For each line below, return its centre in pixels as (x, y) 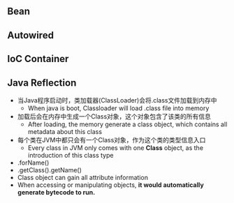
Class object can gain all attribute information (83, 177)
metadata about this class (65, 131)
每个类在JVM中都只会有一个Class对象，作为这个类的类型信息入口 (111, 140)
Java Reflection (42, 83)
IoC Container (38, 59)
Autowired (31, 35)
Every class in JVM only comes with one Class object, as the (116, 148)
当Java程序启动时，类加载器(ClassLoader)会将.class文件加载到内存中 (117, 100)
